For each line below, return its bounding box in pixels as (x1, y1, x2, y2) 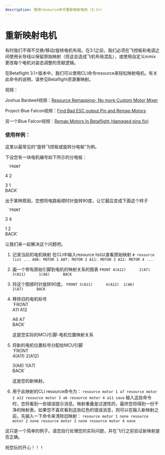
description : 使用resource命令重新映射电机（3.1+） (5, 7, 104, 12)
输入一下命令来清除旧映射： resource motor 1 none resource (25, 413, 149, 419)
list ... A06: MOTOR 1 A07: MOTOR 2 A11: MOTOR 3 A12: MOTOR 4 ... (12, 257, 153, 262)
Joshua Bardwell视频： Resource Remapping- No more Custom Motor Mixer (5, 97, 158, 103)
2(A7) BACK (12, 286, 46, 291)
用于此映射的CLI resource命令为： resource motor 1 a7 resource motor (12, 388, 158, 394)
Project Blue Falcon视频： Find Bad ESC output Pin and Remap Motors (5, 107, 146, 113)
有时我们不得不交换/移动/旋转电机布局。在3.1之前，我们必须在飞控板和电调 (5, 47, 156, 53)
